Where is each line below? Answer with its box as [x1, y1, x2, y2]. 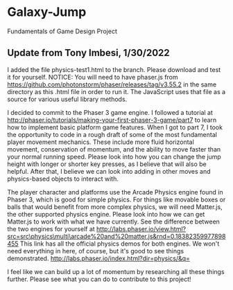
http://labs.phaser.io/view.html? [96, 224, 187, 233]
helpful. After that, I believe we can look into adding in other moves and [7, 167, 211, 175]
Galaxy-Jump [7, 4, 87, 20]
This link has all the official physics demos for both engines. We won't [19, 239, 220, 248]
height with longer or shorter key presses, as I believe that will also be [7, 160, 207, 168]
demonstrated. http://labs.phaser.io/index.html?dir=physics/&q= [7, 254, 191, 262]
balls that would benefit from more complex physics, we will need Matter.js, [7, 202, 223, 211]
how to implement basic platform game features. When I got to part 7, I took [7, 123, 223, 132]
